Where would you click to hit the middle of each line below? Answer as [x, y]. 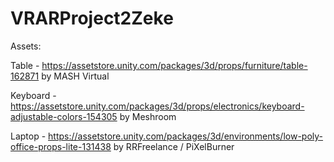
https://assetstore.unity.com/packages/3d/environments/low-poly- [186, 136]
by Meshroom [148, 116]
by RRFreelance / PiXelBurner [174, 146]
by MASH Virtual [75, 76]
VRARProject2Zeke [92, 18]
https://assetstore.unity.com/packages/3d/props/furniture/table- [174, 65]
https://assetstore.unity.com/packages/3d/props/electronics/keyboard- [157, 106]
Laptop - [28, 136]
